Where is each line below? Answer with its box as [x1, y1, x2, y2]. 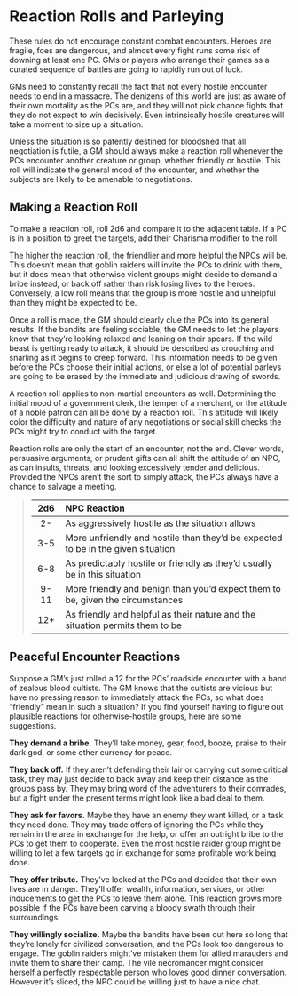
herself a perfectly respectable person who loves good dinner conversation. [9, 967, 287, 977]
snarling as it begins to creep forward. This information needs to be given [9, 352, 278, 363]
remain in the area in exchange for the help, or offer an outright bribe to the [9, 828, 284, 839]
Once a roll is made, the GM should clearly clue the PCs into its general [9, 314, 269, 325]
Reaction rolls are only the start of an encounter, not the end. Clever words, [9, 442, 285, 454]
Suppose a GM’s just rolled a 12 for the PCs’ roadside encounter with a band [9, 673, 287, 683]
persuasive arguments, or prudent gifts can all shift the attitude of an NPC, [9, 452, 281, 463]
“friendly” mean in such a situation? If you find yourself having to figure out [9, 701, 284, 712]
